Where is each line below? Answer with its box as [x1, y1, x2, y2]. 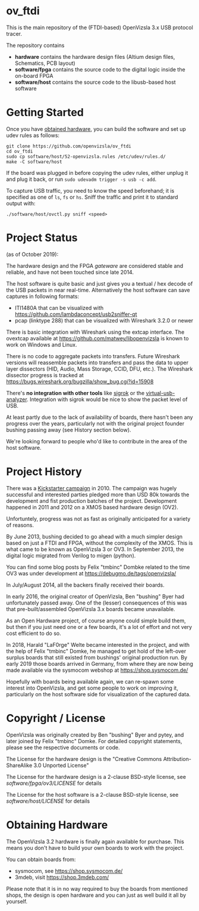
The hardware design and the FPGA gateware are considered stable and [6, 262, 184, 269]
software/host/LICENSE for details [6, 797, 90, 804]
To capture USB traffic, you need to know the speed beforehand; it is [6, 187, 175, 194]
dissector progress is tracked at [6, 371, 84, 378]
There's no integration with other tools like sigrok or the [6, 389, 145, 396]
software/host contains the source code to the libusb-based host [14, 79, 176, 86]
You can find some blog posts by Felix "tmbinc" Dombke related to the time [6, 563, 190, 571]
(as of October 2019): [6, 251, 59, 258]
